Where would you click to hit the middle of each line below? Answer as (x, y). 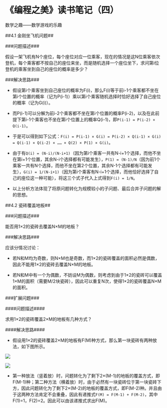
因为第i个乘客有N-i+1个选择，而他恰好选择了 (109, 172)
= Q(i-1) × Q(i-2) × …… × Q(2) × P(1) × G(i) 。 (63, 142)
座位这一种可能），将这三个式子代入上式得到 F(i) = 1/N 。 (80, 178)
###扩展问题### (22, 298)
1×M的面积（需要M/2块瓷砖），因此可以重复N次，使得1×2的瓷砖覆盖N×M (87, 281)
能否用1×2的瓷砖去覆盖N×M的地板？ (42, 226)
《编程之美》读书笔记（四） (62, 10)
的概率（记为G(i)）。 (33, 102)
